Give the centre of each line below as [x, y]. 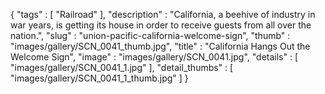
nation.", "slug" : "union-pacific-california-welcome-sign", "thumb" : [150, 35]
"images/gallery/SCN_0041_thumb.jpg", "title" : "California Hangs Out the [160, 46]
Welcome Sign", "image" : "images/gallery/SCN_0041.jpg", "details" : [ [154, 57]
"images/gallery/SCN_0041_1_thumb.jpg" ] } [99, 78]
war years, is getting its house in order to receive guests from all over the [161, 25]
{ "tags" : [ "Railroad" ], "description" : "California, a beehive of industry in [163, 14]
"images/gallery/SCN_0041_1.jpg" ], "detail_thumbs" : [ [122, 67]
